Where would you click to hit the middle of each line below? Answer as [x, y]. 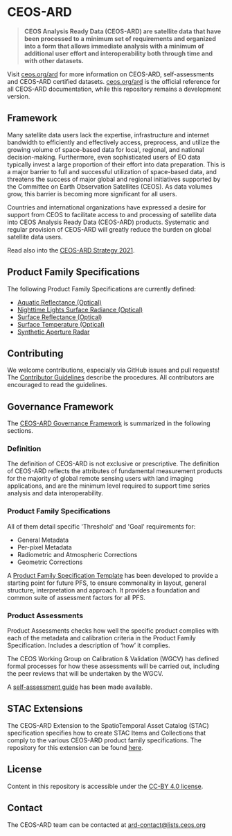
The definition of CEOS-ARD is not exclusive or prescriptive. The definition [113, 464]
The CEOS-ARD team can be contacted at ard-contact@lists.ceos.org [106, 825]
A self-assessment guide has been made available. [80, 687]
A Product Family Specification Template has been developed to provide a [113, 575]
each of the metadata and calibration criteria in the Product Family [101, 638]
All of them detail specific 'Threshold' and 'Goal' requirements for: [101, 526]
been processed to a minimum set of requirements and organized [120, 38]
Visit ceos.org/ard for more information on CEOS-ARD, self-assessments [111, 74]
